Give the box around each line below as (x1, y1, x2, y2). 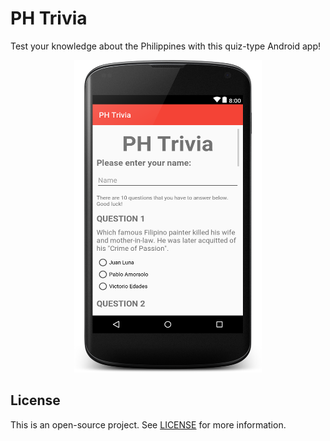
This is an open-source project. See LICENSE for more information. (10, 418, 287, 431)
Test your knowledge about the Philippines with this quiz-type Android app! (10, 40, 322, 52)
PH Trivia (10, 7, 88, 30)
